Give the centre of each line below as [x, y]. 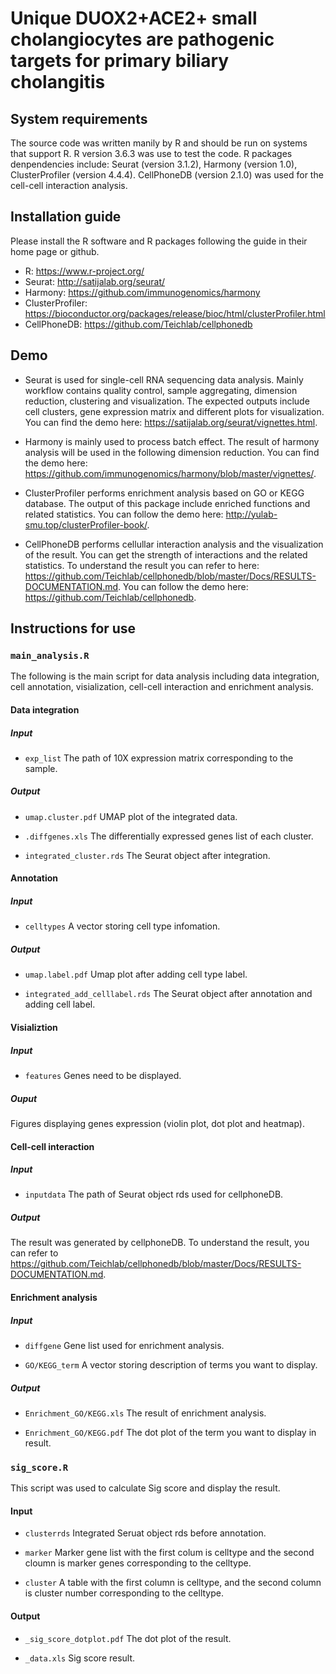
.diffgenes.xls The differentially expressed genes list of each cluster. [169, 836]
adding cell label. [60, 1004]
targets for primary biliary [120, 61]
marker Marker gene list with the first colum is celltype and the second [169, 1553]
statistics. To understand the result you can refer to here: [142, 565]
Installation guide [66, 217]
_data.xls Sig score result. [80, 1658]
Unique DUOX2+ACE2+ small [134, 18]
